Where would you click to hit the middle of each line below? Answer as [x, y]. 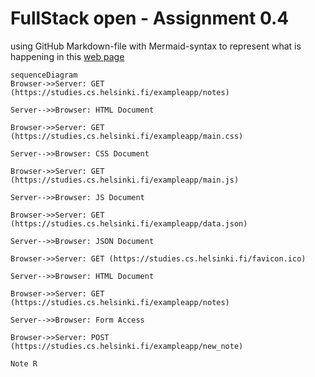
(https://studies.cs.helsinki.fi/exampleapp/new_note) [127, 346]
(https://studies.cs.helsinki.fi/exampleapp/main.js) [125, 180]
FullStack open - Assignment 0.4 [150, 18]
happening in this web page [67, 56]
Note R [24, 363]
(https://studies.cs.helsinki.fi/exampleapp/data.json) [129, 223]
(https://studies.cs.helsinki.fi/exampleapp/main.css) [127, 136]
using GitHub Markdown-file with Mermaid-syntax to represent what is [156, 46]
